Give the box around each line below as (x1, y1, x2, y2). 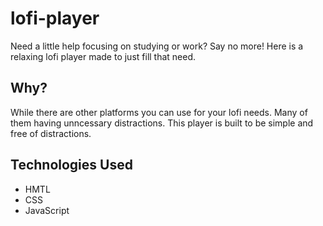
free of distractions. (10, 127, 92, 139)
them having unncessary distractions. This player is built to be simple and (10, 117, 314, 129)
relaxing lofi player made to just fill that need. (10, 50, 197, 62)
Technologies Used (10, 157, 133, 174)
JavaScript (24, 204, 70, 216)
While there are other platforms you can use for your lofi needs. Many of (10, 106, 308, 118)
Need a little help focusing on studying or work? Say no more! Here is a (10, 40, 304, 52)
